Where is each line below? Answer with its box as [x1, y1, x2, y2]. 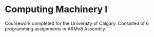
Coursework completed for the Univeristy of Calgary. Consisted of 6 [5, 20, 149, 26]
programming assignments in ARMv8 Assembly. [5, 25, 106, 31]
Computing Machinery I [5, 4, 108, 15]
